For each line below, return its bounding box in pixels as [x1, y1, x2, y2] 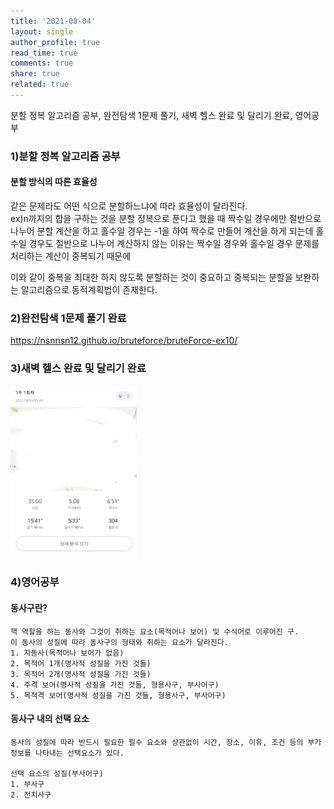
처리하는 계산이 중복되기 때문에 [10, 250, 132, 262]
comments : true [10, 58, 74, 69]
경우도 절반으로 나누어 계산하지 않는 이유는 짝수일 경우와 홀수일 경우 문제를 [28, 238, 320, 249]
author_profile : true [10, 37, 101, 47]
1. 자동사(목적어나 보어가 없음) [10, 648, 125, 658]
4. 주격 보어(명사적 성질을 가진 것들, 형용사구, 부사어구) [10, 680, 220, 690]
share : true [10, 69, 60, 79]
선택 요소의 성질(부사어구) [10, 768, 104, 779]
